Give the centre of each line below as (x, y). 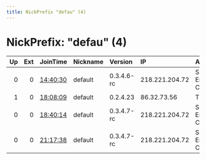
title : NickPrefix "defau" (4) (46, 12)
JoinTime (53, 62)
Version (121, 62)
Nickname (88, 62)
